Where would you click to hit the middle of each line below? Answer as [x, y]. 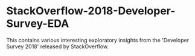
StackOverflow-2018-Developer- [91, 11]
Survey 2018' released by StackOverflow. [58, 46]
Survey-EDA [38, 24]
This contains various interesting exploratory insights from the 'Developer [97, 40]
